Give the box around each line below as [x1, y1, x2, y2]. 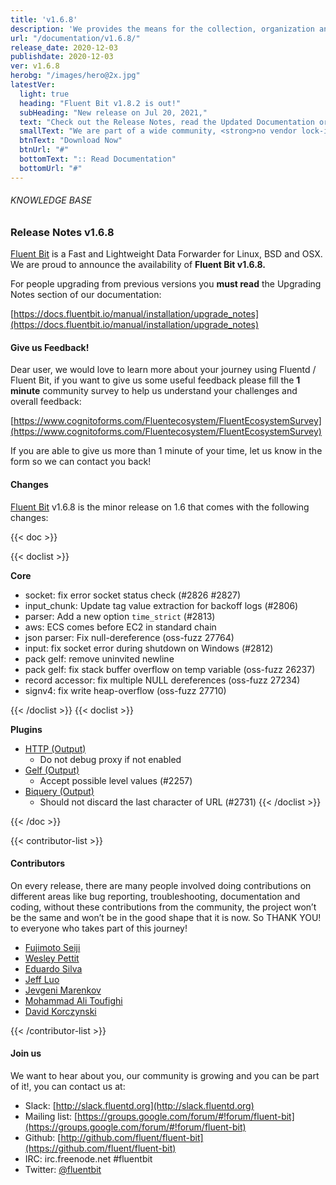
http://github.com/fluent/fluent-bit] [60, 1132, 204, 1144]
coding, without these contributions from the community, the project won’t [10, 901, 317, 913]
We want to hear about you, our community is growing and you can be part [10, 1070, 320, 1082]
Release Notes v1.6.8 [10, 225, 115, 239]
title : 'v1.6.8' [10, 14, 78, 25]
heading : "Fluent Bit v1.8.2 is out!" [19, 98, 182, 108]
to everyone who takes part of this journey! [10, 922, 188, 934]
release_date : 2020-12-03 [10, 42, 118, 53]
